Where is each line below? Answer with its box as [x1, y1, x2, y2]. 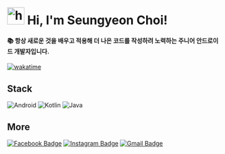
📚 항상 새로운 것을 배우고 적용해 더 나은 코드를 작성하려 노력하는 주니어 [7, 36, 196, 45]
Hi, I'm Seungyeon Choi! [27, 12, 168, 28]
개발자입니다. [14, 47, 50, 55]
